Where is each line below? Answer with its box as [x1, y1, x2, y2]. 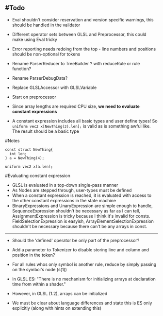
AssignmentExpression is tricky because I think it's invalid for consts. [12, 213, 150, 219]
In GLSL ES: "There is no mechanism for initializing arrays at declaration [12, 276, 156, 281]
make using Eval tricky [12, 36, 57, 42]
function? [12, 66, 32, 71]
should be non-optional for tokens [12, 51, 81, 57]
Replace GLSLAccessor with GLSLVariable [12, 85, 97, 90]
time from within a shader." [12, 281, 66, 287]
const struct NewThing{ [5, 147, 53, 152]
